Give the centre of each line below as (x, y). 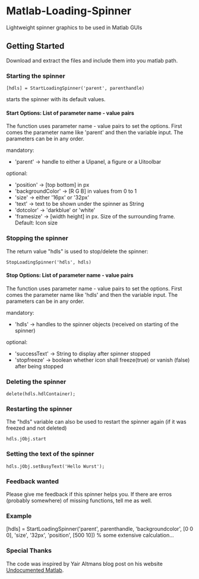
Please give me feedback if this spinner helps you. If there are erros (89, 494)
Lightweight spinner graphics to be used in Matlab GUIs (74, 27)
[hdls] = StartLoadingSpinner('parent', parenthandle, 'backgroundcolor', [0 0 (100, 529)
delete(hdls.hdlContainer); (41, 394)
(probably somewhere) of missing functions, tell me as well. (79, 500)
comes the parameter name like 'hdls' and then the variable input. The (92, 295)
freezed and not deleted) (37, 428)
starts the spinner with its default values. (56, 99)
